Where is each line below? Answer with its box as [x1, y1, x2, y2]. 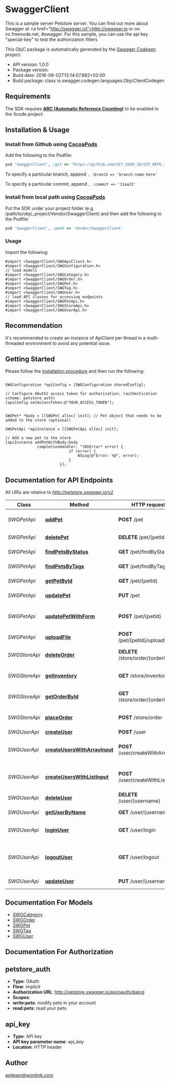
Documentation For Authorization [5, 947, 113, 957]
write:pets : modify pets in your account [12, 1000, 96, 1006]
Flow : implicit [12, 984, 41, 990]
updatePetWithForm [45, 613, 95, 620]
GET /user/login [118, 827, 156, 834]
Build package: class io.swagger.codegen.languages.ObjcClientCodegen [12, 77, 164, 83]
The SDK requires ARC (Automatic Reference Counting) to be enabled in [5, 105, 158, 112]
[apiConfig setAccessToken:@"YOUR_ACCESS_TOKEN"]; [5, 400, 114, 405]
